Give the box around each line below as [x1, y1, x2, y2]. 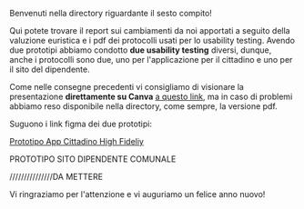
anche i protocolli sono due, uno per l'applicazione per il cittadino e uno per [9, 55, 293, 65]
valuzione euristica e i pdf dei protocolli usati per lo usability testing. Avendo [9, 35, 296, 45]
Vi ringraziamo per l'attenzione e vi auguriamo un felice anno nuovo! [9, 189, 266, 199]
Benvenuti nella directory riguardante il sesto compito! [9, 8, 212, 18]
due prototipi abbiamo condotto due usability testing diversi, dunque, [9, 45, 272, 55]
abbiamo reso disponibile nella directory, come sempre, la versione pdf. [9, 101, 278, 112]
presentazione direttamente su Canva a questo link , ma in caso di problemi [9, 91, 293, 102]
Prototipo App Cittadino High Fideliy [9, 136, 144, 146]
